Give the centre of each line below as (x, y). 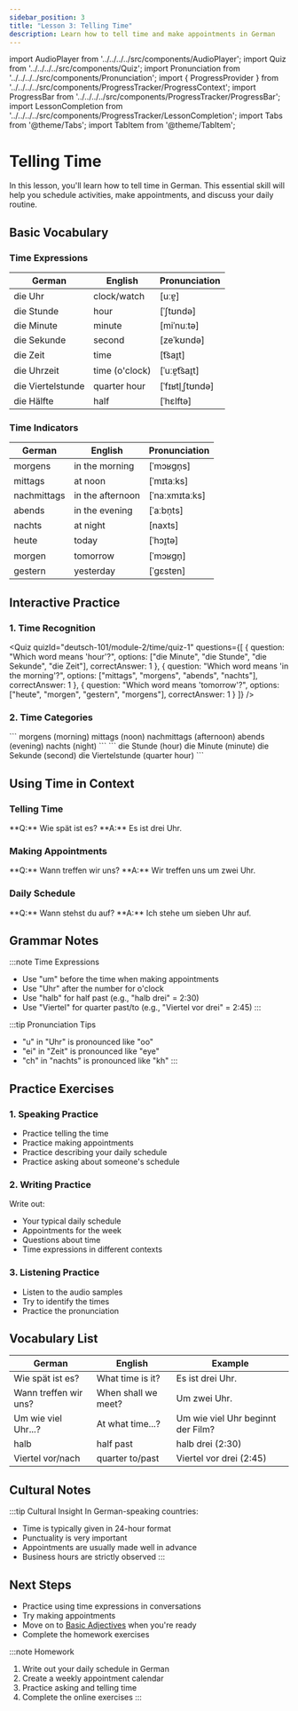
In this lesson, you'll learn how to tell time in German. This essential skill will (147, 186)
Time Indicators (44, 427)
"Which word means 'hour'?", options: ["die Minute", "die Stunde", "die (138, 656)
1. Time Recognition (52, 628)
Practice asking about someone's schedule (101, 1162)
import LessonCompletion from (66, 107)
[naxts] (164, 526)
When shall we (127, 1393)
